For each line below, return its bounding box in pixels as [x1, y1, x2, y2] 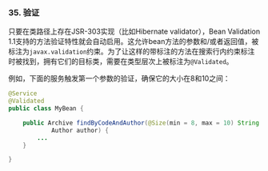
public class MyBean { [8, 105, 84, 113]
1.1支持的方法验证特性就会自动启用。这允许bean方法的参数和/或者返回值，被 [8, 37, 259, 46]
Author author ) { [50, 126, 110, 134]
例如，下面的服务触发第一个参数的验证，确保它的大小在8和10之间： [8, 74, 230, 83]
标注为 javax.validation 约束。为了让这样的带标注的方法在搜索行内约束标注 [8, 46, 255, 57]
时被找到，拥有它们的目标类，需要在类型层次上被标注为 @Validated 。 [8, 57, 234, 66]
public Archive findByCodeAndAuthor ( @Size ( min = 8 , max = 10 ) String [22, 118, 260, 127]
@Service [8, 89, 38, 97]
